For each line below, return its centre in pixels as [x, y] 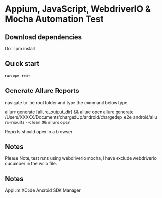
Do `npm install [20, 49]
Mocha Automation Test [54, 19]
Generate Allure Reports [42, 91]
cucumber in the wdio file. [31, 164]
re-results [15, 122]
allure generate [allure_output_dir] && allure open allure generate [69, 112]
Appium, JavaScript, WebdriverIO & [78, 9]
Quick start [22, 64]
